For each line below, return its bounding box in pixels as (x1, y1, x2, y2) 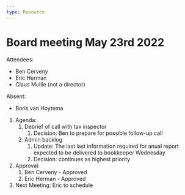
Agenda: (15, 116, 37, 123)
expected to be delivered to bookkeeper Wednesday (33, 148, 166, 156)
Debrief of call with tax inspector (24, 123, 107, 130)
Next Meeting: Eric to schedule (15, 182, 93, 189)
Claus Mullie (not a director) (15, 80, 85, 88)
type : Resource (6, 9, 45, 15)
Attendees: (6, 56, 34, 63)
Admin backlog (24, 136, 63, 143)
